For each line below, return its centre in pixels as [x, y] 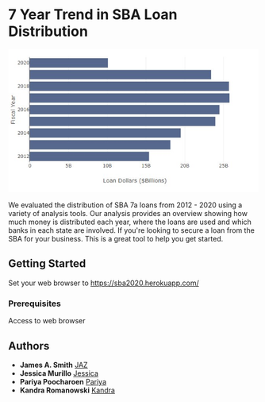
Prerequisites [35, 303]
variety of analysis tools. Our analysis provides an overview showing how [128, 214]
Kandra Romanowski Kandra [67, 390]
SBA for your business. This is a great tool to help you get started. [116, 239]
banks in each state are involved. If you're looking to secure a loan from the [132, 230]
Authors [29, 346]
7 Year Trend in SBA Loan [93, 15]
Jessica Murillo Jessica [59, 373]
